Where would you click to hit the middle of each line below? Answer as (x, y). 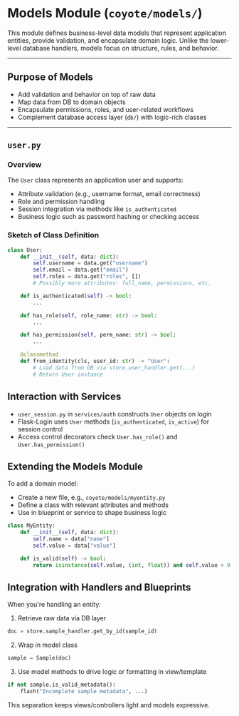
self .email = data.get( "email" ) (81, 270)
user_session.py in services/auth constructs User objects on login (115, 414)
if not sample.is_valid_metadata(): (62, 685)
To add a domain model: (43, 484)
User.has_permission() (51, 445)
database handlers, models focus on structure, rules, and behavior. (121, 48)
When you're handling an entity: (54, 605)
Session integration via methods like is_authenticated (97, 209)
